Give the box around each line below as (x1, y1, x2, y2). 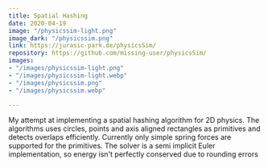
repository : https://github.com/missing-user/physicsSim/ (8, 49, 207, 57)
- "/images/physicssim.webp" (8, 86, 106, 95)
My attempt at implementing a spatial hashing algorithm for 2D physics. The (8, 116, 260, 125)
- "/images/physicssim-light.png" (8, 64, 125, 72)
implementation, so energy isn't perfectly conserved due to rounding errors (8, 149, 259, 159)
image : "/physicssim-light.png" (8, 26, 117, 35)
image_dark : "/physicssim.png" (8, 34, 113, 43)
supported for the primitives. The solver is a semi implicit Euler (8, 141, 216, 151)
